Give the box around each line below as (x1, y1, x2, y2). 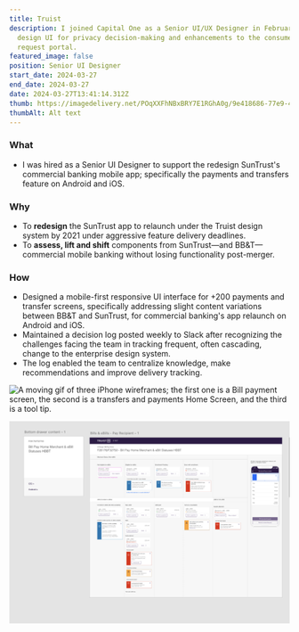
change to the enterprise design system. (21, 349, 171, 359)
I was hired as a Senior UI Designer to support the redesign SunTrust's (21, 159, 280, 169)
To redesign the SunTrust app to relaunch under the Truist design (21, 220, 263, 231)
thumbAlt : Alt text (9, 108, 82, 118)
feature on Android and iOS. (21, 178, 125, 189)
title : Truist (9, 14, 62, 23)
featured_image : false (9, 52, 93, 62)
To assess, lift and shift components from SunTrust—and (21, 239, 233, 250)
